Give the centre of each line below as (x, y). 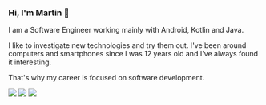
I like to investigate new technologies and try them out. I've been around (127, 45)
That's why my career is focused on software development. (107, 78)
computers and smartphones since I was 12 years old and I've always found (133, 54)
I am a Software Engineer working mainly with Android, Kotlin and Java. (126, 30)
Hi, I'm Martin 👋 (39, 13)
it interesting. (30, 62)
